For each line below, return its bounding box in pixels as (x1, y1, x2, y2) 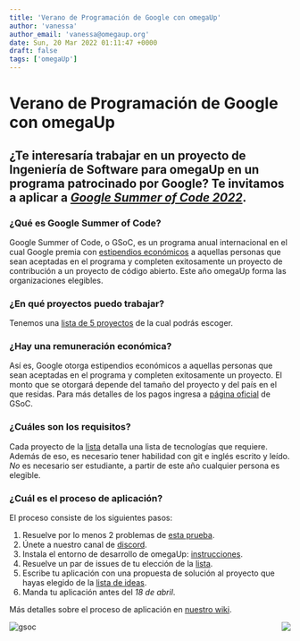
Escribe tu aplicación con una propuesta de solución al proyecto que (21, 568, 275, 578)
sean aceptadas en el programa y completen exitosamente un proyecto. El (9, 370, 283, 380)
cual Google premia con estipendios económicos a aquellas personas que (9, 246, 281, 257)
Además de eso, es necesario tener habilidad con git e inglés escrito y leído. (9, 450, 290, 461)
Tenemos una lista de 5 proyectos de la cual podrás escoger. (9, 318, 234, 329)
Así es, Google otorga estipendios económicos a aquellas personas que (9, 360, 273, 372)
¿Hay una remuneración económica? (9, 340, 172, 353)
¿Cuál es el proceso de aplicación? (9, 491, 163, 504)
